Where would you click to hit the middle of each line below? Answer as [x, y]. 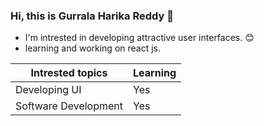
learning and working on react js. [93, 48]
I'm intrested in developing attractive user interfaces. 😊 [139, 38]
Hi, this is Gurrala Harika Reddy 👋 [92, 16]
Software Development [69, 106]
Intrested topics [69, 73]
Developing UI [48, 90]
